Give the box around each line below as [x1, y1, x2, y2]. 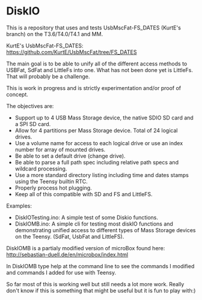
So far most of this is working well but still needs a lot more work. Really [6, 280, 185, 287]
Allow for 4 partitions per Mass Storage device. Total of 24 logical [14, 127, 178, 134]
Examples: [6, 202, 32, 209]
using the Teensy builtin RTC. [14, 178, 88, 185]
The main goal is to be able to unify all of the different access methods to [6, 60, 188, 67]
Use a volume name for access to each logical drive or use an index [14, 139, 183, 146]
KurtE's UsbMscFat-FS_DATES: [6, 42, 84, 49]
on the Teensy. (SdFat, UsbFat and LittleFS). [14, 233, 124, 240]
